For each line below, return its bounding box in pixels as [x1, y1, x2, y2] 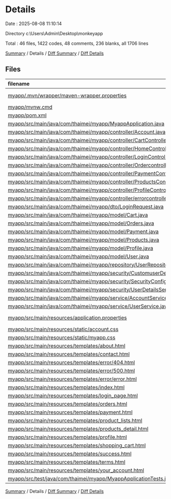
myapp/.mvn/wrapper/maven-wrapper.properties [8, 92, 127, 99]
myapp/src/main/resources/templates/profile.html [8, 433, 127, 440]
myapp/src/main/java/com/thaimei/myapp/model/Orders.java [8, 220, 154, 227]
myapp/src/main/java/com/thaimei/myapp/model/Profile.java [8, 244, 154, 251]
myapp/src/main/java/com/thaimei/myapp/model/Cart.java [8, 211, 148, 218]
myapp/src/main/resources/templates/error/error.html [8, 375, 137, 383]
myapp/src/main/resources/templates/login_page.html [8, 392, 138, 399]
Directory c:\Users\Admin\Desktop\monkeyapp [5, 30, 103, 36]
